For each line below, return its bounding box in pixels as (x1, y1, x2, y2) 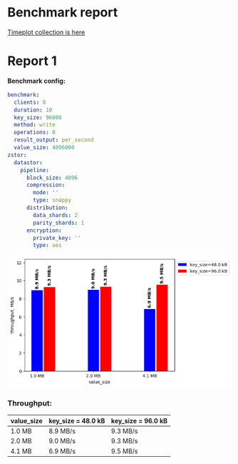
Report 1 (7, 53, 57, 69)
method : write (14, 121, 56, 128)
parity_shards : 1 (33, 219, 84, 226)
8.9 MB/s (48, 427, 76, 435)
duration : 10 (14, 106, 53, 114)
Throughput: (7, 398, 53, 408)
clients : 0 (14, 99, 46, 106)
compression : (26, 181, 66, 189)
